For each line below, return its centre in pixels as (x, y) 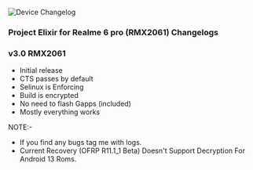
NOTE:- (20, 127)
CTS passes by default (56, 79)
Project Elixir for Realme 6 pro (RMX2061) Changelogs (113, 32)
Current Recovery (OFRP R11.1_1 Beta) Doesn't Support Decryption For (132, 151)
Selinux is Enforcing (51, 87)
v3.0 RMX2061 (37, 53)
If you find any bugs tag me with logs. (81, 143)
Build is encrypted (49, 96)
